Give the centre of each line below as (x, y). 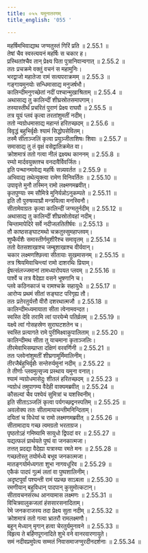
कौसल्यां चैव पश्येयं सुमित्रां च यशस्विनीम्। (51, 394)
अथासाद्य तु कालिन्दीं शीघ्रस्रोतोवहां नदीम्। (51, 216)
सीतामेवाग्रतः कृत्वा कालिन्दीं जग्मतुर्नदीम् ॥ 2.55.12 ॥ (64, 208)
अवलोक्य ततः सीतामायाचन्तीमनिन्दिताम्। (50, 410)
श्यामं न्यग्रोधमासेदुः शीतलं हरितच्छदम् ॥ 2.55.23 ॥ (63, 379)
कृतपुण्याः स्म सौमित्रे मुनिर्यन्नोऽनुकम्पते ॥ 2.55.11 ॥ (62, 193)
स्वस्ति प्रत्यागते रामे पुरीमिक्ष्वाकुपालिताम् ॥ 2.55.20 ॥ (65, 332)
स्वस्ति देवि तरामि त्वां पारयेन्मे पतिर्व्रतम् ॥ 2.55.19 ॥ (63, 317)
